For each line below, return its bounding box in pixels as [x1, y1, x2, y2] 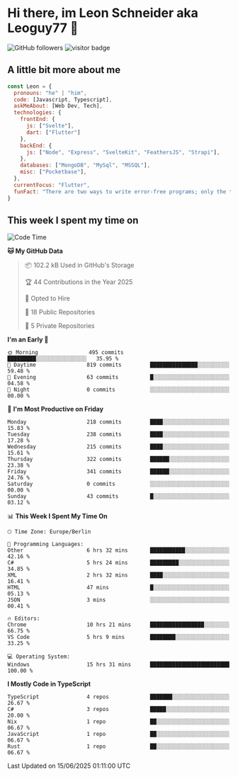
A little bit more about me [7, 64, 121, 76]
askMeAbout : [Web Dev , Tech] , [13, 103, 103, 110]
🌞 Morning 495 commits [7, 349, 124, 356]
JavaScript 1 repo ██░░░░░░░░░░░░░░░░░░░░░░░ [7, 731, 230, 738]
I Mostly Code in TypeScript [7, 680, 91, 688]
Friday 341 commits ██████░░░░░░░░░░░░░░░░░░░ [7, 468, 230, 475]
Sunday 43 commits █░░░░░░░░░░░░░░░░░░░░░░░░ [7, 493, 230, 500]
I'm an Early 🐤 [7, 335, 49, 344]
